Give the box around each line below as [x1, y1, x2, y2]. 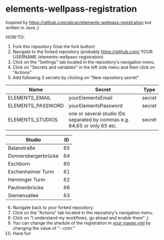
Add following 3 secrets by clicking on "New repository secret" [12, 74, 139, 80]
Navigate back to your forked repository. [12, 204, 94, 210]
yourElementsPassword [68, 102, 123, 109]
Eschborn [8, 160, 30, 167]
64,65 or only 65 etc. [68, 122, 117, 129]
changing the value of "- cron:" [12, 225, 75, 231]
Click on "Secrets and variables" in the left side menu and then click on [12, 64, 155, 70]
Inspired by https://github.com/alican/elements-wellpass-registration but [5, 19, 152, 25]
